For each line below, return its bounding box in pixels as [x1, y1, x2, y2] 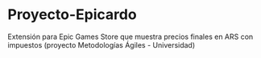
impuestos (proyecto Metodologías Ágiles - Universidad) [7, 40, 196, 49]
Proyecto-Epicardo [7, 6, 138, 24]
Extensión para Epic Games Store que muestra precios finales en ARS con [7, 32, 254, 41]
